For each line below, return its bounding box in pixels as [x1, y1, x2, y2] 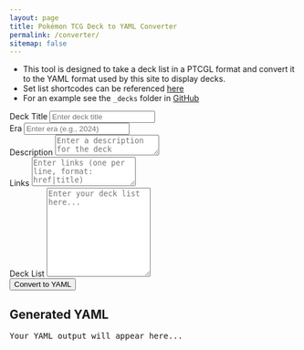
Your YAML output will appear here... [9, 331, 183, 342]
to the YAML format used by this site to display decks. [22, 74, 226, 85]
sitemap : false [9, 38, 68, 48]
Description [9, 147, 53, 158]
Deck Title [9, 111, 48, 122]
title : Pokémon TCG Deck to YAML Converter [9, 22, 178, 31]
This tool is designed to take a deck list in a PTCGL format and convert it [22, 64, 295, 75]
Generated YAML [9, 306, 110, 322]
